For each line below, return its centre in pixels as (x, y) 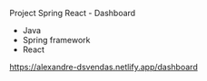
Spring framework (56, 40)
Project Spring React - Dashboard (73, 13)
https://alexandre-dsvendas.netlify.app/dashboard (103, 67)
